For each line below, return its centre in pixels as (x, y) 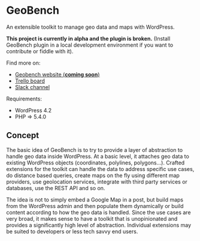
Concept (23, 135)
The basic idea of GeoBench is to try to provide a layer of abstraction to (95, 150)
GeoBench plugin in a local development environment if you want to (90, 45)
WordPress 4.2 (33, 110)
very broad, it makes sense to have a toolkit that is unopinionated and (92, 218)
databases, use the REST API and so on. (56, 188)
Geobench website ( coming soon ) (57, 74)
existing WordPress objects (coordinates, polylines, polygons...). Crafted (96, 163)
